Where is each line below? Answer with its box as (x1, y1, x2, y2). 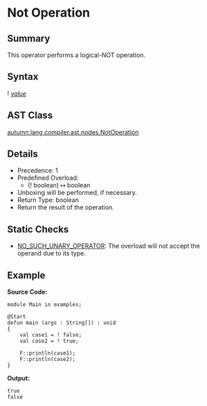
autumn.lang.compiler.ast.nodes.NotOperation (7, 128, 139, 136)
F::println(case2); (19, 356, 76, 363)
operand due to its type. (17, 249, 87, 257)
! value (7, 89, 26, 98)
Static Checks (7, 223, 69, 235)
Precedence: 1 (17, 167, 58, 175)
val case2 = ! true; (19, 338, 79, 345)
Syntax (7, 71, 39, 83)
